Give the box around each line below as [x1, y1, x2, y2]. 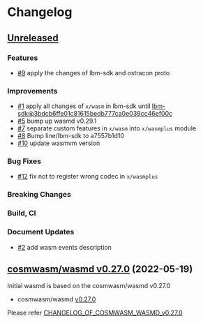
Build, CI [7, 209, 36, 218]
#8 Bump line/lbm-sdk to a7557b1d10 [17, 132, 124, 140]
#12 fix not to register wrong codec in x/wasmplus [17, 172, 158, 181]
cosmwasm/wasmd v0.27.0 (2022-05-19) [7, 263, 193, 275]
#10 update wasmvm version [17, 139, 100, 147]
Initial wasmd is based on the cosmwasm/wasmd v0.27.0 [7, 282, 171, 290]
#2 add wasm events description [17, 243, 112, 251]
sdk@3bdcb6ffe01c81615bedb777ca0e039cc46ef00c [17, 110, 173, 118]
